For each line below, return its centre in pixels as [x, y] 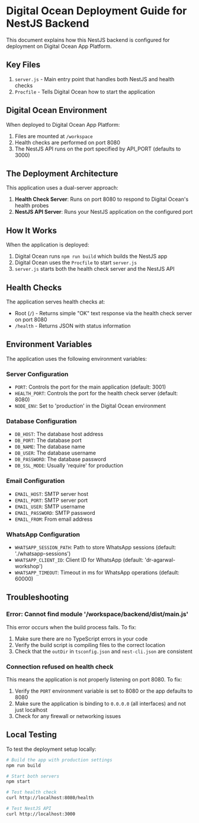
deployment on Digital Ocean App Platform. [59, 46]
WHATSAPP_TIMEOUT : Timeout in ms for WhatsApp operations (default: [97, 572]
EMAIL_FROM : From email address [54, 519]
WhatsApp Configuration [43, 534]
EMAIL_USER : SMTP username [50, 506]
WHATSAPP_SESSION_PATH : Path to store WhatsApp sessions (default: [95, 547]
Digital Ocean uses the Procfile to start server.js [76, 262]
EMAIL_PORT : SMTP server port [51, 500]
